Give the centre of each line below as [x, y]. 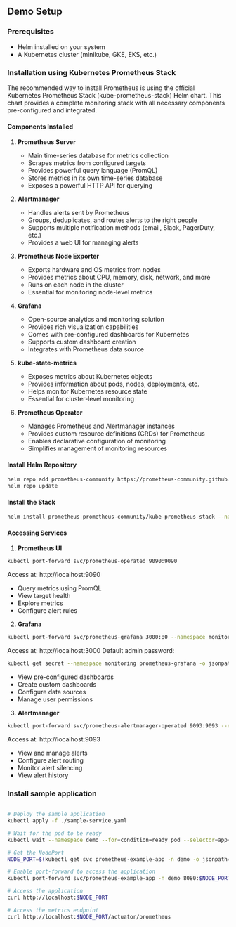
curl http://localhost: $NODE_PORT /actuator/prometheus [89, 916]
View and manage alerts [52, 753]
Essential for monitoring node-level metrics [90, 292]
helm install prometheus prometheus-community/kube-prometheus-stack [111, 517]
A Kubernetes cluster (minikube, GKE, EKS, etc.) [87, 54]
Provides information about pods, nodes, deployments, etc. [114, 384]
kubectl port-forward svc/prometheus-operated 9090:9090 [92, 562]
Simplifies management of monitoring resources [97, 448]
